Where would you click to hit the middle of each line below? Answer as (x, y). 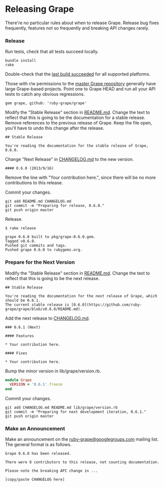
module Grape (18, 380)
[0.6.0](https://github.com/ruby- (106, 305)
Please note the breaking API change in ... (51, 471)
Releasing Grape (40, 9)
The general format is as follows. (38, 445)
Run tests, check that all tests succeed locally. (52, 52)
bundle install (21, 61)
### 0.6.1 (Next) (23, 327)
